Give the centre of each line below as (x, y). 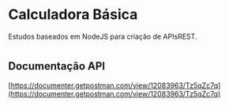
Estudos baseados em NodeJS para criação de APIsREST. (103, 36)
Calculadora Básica (73, 15)
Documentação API (56, 66)
